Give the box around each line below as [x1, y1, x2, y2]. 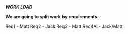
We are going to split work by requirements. [5, 14, 99, 19]
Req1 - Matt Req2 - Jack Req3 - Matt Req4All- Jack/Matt [5, 23, 123, 29]
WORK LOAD [5, 4, 33, 10]
